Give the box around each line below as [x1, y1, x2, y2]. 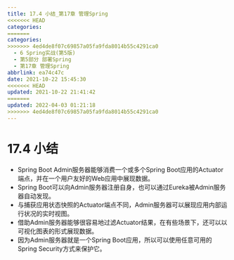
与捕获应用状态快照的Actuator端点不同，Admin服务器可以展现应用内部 [17, 200, 221, 209]
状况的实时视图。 [23, 209, 74, 218]
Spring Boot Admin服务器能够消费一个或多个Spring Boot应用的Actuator [17, 165, 223, 174]
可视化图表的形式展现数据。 [17, 226, 98, 235]
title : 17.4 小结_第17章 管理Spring [7, 10, 108, 18]
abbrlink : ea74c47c [7, 69, 65, 76]
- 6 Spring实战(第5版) [13, 50, 76, 57]
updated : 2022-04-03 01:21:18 [7, 102, 96, 109]
